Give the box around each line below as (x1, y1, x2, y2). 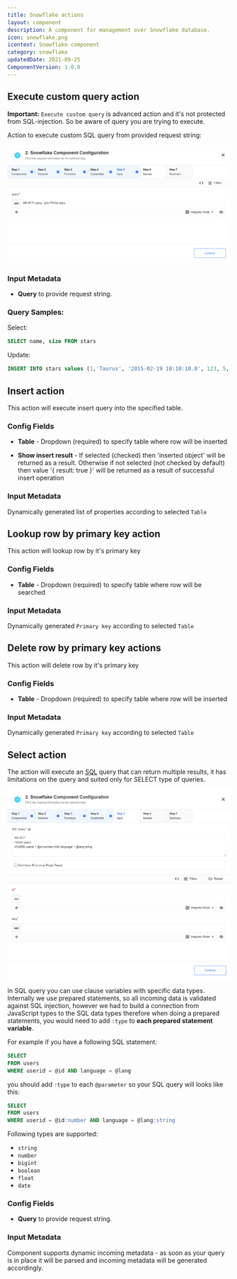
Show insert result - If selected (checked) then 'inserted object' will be (17, 451, 226, 460)
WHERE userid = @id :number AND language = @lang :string (7, 1117, 175, 1124)
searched (17, 588, 46, 596)
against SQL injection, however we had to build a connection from (7, 1001, 200, 1009)
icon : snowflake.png (7, 34, 69, 41)
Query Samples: (7, 308, 64, 318)
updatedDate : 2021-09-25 (7, 57, 81, 64)
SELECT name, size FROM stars (7, 338, 97, 345)
